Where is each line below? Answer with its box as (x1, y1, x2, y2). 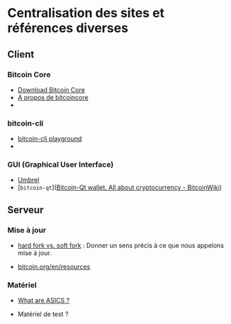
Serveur (7, 203, 44, 216)
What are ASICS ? (17, 296, 69, 305)
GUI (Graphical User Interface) (7, 160, 114, 169)
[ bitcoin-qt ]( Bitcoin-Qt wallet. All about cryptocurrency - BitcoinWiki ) (17, 183, 222, 192)
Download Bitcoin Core (17, 85, 85, 94)
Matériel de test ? (17, 310, 69, 318)
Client (7, 48, 35, 60)
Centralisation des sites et (7, 5, 165, 21)
